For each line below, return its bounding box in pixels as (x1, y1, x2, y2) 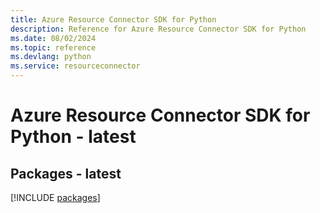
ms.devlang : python (10, 52, 92, 62)
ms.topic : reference (10, 42, 97, 53)
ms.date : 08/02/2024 (10, 33, 97, 43)
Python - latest (10, 126, 137, 148)
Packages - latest (10, 165, 122, 182)
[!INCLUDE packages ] (10, 192, 101, 203)
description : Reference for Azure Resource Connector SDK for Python (10, 24, 307, 34)
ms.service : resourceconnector (10, 61, 141, 71)
